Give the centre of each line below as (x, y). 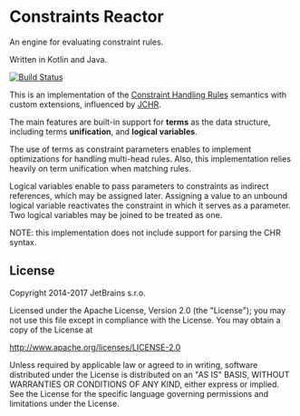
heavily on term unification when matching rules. (101, 168)
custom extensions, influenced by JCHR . (85, 104)
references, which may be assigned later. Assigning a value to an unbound (149, 195)
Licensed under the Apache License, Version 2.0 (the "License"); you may (148, 310)
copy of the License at (51, 330)
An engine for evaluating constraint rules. (87, 42)
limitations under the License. (64, 403)
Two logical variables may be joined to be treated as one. (116, 214)
